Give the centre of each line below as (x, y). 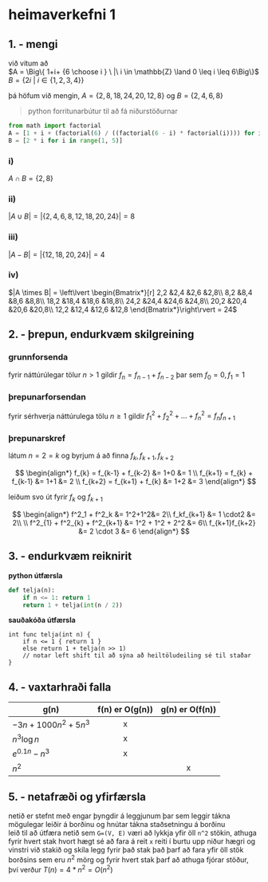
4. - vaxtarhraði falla (60, 687)
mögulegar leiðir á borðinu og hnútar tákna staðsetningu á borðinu (117, 825)
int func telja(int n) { (49, 635)
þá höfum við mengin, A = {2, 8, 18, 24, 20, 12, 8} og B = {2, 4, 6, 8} (116, 96)
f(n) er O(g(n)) (125, 710)
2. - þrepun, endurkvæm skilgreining (101, 335)
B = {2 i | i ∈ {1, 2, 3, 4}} (46, 80)
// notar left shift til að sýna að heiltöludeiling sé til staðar (137, 656)
